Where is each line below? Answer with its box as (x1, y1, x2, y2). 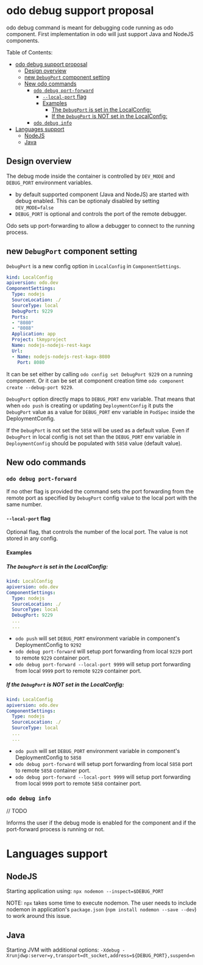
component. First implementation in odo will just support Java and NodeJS (6, 30, 194, 37)
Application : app (12, 331, 56, 337)
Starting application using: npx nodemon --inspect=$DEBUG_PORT (6, 887, 164, 895)
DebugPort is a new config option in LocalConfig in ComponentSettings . (6, 262, 181, 269)
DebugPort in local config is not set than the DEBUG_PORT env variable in (6, 433, 182, 440)
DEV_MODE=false (15, 205, 54, 211)
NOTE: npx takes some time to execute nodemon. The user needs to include (6, 899, 197, 907)
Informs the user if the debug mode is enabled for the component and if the (6, 819, 196, 826)
